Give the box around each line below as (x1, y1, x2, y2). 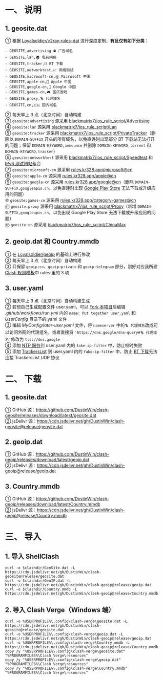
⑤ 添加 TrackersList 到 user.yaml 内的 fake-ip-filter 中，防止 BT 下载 (5, 348, 149, 354)
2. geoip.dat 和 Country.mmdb (5, 238, 100, 246)
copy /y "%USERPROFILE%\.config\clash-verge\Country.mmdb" (5, 666, 128, 671)
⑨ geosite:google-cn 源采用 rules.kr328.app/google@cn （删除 (5, 179, 134, 185)
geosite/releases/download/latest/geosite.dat (5, 412, 97, 418)
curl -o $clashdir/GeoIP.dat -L (5, 578, 71, 583)
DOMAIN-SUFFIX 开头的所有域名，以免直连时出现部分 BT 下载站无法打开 (14, 136, 155, 142)
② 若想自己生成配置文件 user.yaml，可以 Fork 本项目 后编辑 (5, 304, 126, 309)
